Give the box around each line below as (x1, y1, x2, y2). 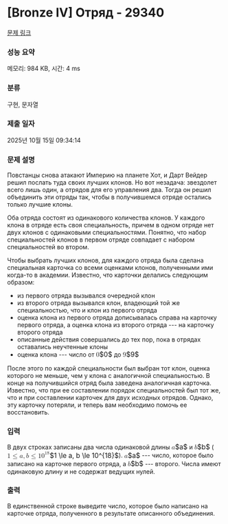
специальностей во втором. (7, 243, 89, 251)
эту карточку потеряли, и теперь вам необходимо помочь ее (7, 401, 187, 409)
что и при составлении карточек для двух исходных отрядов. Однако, (7, 394, 214, 402)
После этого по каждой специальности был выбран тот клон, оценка (7, 364, 211, 373)
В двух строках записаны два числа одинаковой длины (7, 443, 170, 452)
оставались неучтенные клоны (16, 343, 109, 351)
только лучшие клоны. (7, 200, 73, 209)
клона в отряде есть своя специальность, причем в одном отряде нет (7, 221, 214, 229)
